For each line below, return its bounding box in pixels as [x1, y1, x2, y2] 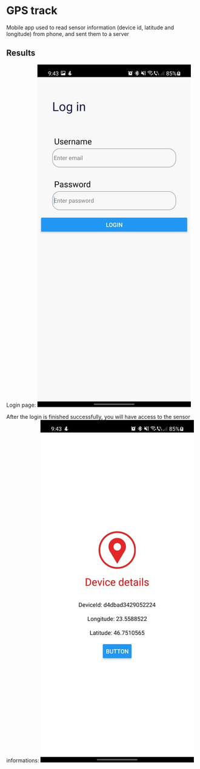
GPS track [6, 4, 58, 18]
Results [6, 48, 36, 58]
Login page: [6, 401, 36, 409]
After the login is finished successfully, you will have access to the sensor [6, 413, 191, 420]
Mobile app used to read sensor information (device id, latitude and [6, 24, 175, 31]
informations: [6, 756, 39, 764]
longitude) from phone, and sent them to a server [6, 30, 129, 37]
